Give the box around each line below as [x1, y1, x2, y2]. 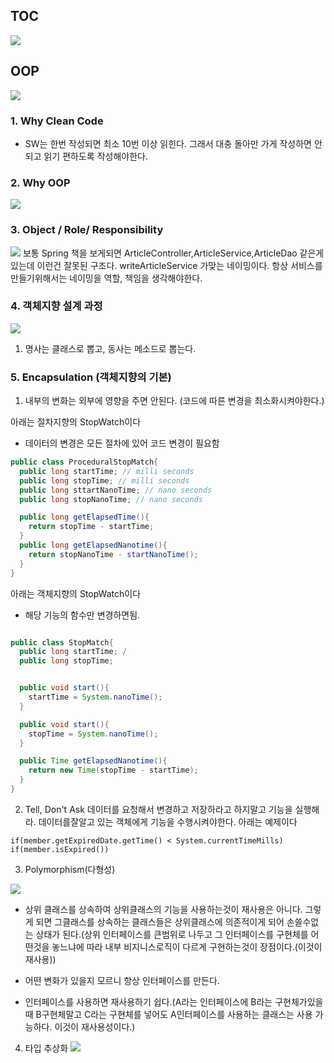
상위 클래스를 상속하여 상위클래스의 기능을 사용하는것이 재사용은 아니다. [24, 903, 303, 915]
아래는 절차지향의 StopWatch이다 [10, 416, 142, 428]
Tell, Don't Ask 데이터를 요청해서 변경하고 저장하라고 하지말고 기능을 [24, 803, 293, 815]
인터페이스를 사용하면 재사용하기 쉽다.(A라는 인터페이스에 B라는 [24, 995, 273, 1008]
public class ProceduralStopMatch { [10, 457, 159, 468]
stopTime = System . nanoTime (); [28, 729, 159, 739]
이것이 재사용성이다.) [54, 1020, 136, 1033]
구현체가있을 [274, 995, 324, 1008]
